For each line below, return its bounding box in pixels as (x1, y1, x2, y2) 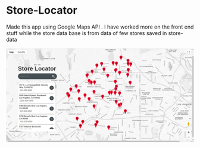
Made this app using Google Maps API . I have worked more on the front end (6, 23, 194, 30)
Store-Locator (6, 4, 77, 17)
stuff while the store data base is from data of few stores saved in (6, 29, 167, 36)
